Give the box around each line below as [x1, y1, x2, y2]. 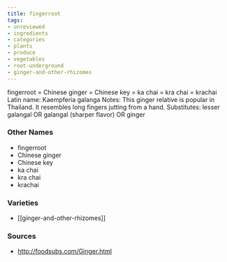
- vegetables [7, 56, 45, 63]
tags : [7, 17, 23, 24]
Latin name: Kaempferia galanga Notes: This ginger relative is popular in [7, 95, 215, 103]
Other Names [7, 127, 54, 137]
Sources [7, 231, 36, 241]
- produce [7, 50, 36, 57]
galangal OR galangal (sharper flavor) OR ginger [7, 110, 145, 119]
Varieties [7, 198, 38, 208]
